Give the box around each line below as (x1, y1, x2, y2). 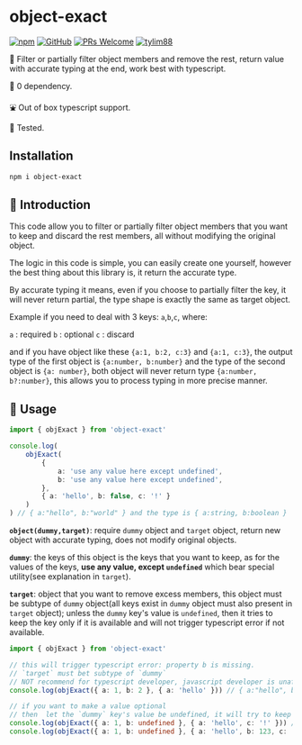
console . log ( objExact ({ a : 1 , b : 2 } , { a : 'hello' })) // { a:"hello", (9, 686, 288, 695)
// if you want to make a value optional (9, 702, 167, 711)
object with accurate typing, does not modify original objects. (9, 534, 237, 545)
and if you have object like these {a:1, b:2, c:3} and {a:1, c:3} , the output (9, 347, 293, 358)
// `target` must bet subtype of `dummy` (9, 668, 167, 677)
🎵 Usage (9, 401, 57, 416)
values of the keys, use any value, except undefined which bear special (9, 561, 275, 572)
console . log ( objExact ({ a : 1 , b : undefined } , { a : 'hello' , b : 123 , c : (9, 727, 288, 736)
